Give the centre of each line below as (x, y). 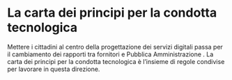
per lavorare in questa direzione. (54, 69)
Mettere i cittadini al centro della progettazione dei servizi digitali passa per (115, 47)
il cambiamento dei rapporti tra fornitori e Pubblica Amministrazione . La (110, 54)
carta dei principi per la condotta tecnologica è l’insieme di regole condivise (116, 61)
